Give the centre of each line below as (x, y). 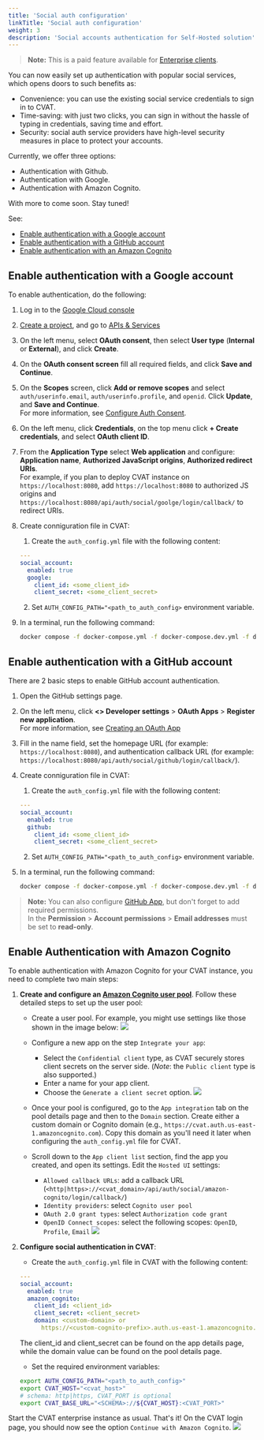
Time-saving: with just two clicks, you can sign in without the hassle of (134, 116)
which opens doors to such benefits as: (72, 84)
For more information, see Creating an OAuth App (100, 728)
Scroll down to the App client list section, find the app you (130, 1156)
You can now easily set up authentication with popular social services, (122, 75)
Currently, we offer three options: (62, 156)
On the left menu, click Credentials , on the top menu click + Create (129, 428)
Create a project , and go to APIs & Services (90, 325)
